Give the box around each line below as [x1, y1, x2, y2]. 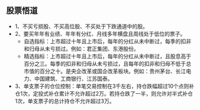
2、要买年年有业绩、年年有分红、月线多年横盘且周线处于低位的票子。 [14, 30, 186, 37]
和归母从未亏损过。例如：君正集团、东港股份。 [23, 45, 139, 52]
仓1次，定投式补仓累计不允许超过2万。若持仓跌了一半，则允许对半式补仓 [14, 90, 193, 97]
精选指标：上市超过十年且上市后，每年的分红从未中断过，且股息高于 [23, 53, 192, 60]
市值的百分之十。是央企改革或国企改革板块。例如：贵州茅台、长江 [23, 68, 186, 75]
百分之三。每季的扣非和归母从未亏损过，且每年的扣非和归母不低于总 [23, 60, 192, 67]
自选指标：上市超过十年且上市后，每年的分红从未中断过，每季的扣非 [23, 38, 192, 45]
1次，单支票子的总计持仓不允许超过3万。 [14, 97, 115, 105]
